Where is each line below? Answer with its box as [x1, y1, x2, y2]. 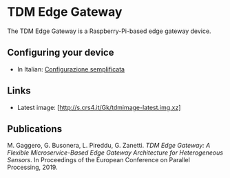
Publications [7, 123, 63, 135]
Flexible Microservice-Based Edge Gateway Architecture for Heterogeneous [7, 148, 224, 157]
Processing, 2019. [7, 163, 58, 172]
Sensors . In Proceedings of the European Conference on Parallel [7, 156, 191, 164]
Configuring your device [7, 47, 114, 58]
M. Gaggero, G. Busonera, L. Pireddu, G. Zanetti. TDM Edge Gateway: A [7, 142, 211, 150]
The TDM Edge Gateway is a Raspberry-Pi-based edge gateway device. [7, 27, 211, 35]
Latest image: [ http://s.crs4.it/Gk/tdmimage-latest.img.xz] [17, 103, 181, 111]
